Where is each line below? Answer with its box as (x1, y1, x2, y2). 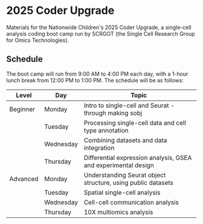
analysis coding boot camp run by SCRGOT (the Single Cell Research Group (6, 30, 195, 37)
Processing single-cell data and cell (83, 119, 186, 127)
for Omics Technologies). (6, 36, 69, 44)
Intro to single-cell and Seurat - (83, 101, 175, 110)
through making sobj (83, 108, 143, 117)
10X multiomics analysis (83, 208, 153, 216)
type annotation (83, 126, 129, 134)
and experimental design (83, 161, 154, 170)
